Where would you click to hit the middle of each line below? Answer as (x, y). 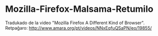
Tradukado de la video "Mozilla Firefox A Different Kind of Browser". (75, 23)
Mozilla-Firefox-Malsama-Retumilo (79, 9)
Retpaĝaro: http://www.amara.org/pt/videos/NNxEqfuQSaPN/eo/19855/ (79, 28)
